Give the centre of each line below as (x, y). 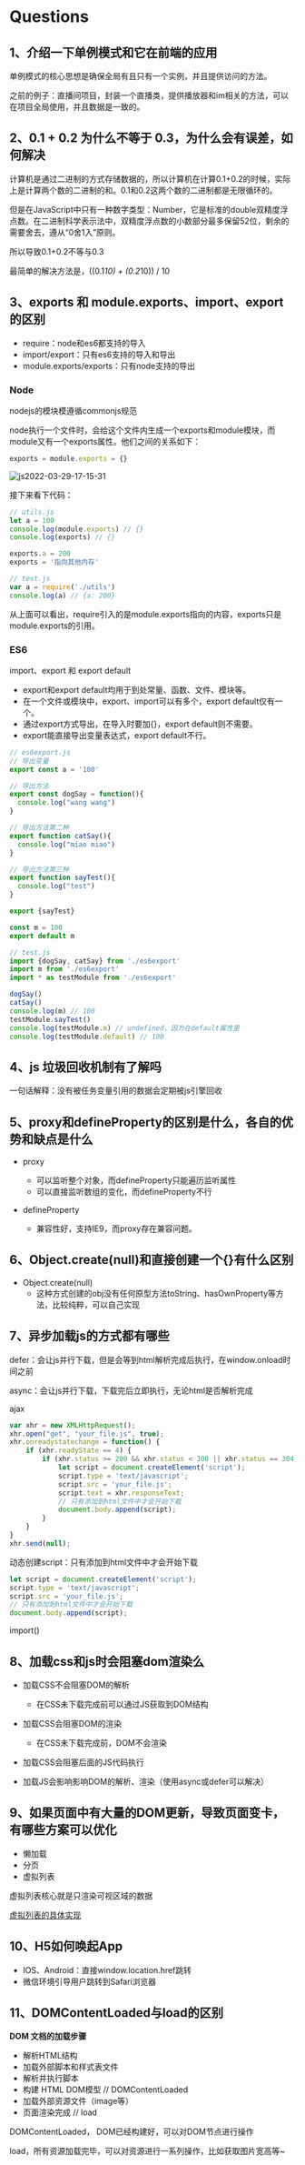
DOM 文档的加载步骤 (48, 2036)
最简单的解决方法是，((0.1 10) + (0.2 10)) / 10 (90, 271)
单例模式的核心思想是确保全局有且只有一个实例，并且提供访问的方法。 (141, 76)
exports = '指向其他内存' (54, 562)
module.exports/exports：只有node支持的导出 (108, 366)
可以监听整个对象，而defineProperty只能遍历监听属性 (136, 1180)
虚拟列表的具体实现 (45, 1915)
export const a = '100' (54, 769)
